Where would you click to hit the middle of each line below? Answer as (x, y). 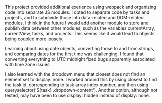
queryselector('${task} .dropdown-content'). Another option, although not (81, 90)
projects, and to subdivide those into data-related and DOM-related (74, 18)
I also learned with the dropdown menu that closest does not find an (75, 74)
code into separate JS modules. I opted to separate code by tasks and (77, 12)
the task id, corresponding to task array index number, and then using (77, 85)
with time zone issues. (28, 64)
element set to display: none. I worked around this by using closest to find (81, 79)
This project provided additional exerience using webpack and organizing (81, 7)
